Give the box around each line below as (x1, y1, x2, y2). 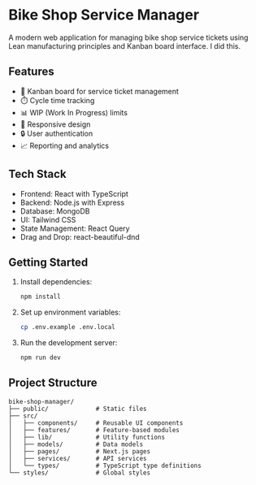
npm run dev (20, 353, 61, 362)
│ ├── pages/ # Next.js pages (8, 447, 151, 456)
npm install (20, 292, 61, 301)
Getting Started (8, 255, 89, 269)
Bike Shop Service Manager (8, 6, 200, 24)
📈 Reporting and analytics (20, 141, 110, 150)
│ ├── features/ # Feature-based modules (8, 426, 180, 434)
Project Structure (8, 376, 98, 390)
